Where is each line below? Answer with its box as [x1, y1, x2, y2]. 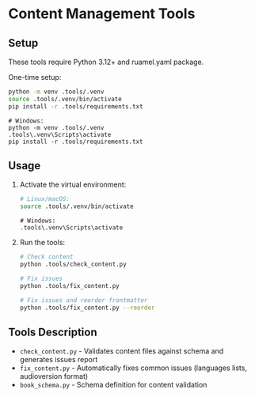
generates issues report [19, 355, 98, 365]
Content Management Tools [8, 5, 196, 23]
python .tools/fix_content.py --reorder [19, 304, 155, 312]
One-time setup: [8, 73, 62, 81]
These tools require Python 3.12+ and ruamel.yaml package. [8, 57, 204, 66]
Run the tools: [19, 238, 66, 248]
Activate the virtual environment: [19, 180, 127, 190]
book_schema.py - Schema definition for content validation [19, 380, 207, 390]
